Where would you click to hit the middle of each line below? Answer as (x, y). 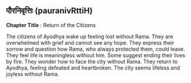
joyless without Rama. (33, 74)
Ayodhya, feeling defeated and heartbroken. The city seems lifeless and (93, 68)
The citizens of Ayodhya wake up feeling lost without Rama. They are (90, 36)
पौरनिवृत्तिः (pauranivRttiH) (49, 11)
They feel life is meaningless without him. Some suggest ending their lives (96, 55)
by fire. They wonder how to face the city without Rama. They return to (92, 61)
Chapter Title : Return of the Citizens (51, 25)
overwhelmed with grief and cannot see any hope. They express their (90, 42)
